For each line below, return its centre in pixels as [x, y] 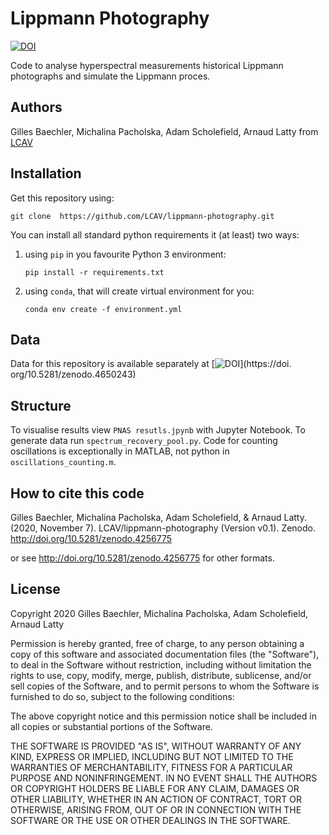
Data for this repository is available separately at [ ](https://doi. [151, 364]
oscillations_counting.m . [63, 462]
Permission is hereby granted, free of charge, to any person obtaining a [157, 643]
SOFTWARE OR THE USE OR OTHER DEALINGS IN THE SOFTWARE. [150, 820]
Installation [46, 173]
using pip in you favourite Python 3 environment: [125, 254]
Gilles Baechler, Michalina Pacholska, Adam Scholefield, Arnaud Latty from [164, 131]
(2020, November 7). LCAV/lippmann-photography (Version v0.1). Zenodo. [163, 528]
